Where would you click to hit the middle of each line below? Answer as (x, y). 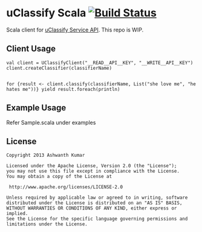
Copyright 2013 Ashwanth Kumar (46, 155)
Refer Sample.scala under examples (51, 122)
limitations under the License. (47, 224)
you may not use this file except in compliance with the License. (93, 171)
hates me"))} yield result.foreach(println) (63, 89)
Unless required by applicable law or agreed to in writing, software (97, 198)
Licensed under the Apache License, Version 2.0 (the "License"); (92, 166)
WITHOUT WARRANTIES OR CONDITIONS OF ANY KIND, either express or (92, 208)
